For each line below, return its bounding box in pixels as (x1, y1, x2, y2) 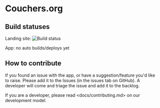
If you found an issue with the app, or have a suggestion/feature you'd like (5, 72, 156, 78)
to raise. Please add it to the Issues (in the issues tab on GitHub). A (5, 77, 140, 83)
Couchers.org (5, 3, 63, 14)
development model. (5, 97, 47, 103)
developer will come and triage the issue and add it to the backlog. (5, 82, 140, 88)
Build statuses (5, 23, 50, 31)
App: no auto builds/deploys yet (5, 45, 70, 51)
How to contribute (5, 59, 62, 68)
